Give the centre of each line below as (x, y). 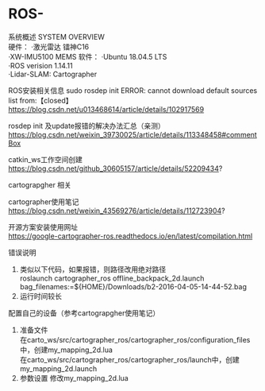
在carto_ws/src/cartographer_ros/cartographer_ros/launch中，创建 (130, 359)
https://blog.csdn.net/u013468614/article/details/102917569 (106, 109)
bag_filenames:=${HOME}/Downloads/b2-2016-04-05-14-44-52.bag (133, 286)
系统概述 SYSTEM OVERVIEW (57, 37)
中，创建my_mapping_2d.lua (66, 350)
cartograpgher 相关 (40, 184)
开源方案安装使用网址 (43, 226)
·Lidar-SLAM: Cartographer (53, 74)
